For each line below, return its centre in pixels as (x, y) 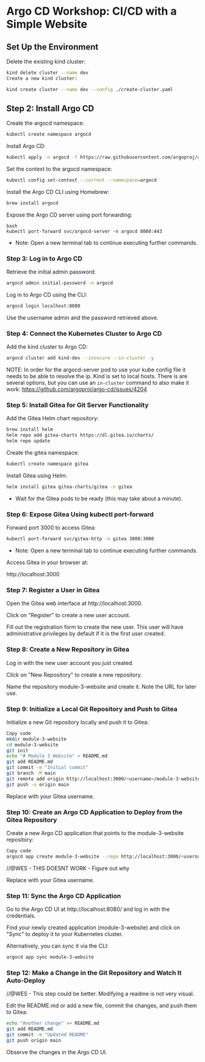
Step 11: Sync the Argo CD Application (64, 896)
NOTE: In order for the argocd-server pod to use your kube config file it (96, 370)
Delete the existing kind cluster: (46, 61)
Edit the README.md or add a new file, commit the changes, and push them (102, 1006)
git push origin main (34, 1040)
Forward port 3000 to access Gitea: (51, 528)
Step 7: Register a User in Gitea (53, 590)
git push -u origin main (38, 784)
